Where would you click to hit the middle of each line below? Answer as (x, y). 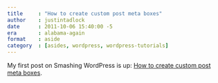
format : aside (34, 39)
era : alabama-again (46, 33)
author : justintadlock (46, 20)
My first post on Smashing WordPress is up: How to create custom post (109, 65)
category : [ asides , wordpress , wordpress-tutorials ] (88, 46)
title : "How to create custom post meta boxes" (85, 13)
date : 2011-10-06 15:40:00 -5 (60, 26)
